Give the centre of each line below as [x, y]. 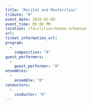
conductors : [18, 85]
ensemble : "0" [29, 80]
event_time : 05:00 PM [28, 24]
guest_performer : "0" [37, 66]
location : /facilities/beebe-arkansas [46, 29]
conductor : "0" [30, 94]
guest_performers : [25, 57]
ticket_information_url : [31, 38]
